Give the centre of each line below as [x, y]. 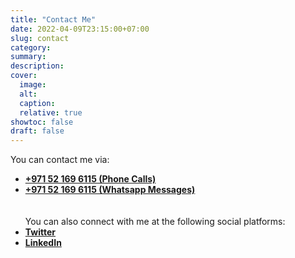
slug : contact [40, 38]
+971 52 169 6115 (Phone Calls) [90, 179]
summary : [28, 57]
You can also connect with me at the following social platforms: [155, 222]
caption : [37, 103]
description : [37, 66]
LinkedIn [43, 243]
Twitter [40, 232]
